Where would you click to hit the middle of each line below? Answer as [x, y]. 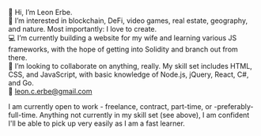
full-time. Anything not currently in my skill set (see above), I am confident [129, 115]
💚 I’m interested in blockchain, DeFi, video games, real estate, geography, [128, 21]
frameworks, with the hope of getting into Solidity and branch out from [123, 49]
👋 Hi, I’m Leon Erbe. [40, 12]
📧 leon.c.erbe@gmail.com [50, 91]
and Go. [21, 83]
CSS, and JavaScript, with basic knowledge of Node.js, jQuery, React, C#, [129, 74]
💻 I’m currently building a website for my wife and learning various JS [123, 38]
